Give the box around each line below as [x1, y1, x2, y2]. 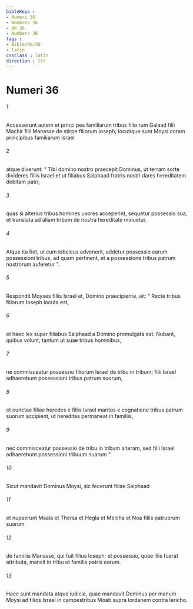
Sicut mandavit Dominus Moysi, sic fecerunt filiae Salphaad [6, 482, 150, 489]
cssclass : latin [6, 52, 49, 58]
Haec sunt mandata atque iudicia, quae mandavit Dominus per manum [6, 590, 177, 597]
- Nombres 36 [6, 19, 38, 25]
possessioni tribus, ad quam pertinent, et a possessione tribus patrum [6, 254, 176, 261]
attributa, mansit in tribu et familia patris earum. [6, 558, 121, 566]
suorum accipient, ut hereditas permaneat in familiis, [6, 413, 134, 420]
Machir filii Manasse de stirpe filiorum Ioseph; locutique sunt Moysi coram [6, 127, 185, 134]
